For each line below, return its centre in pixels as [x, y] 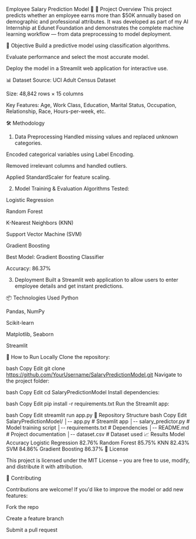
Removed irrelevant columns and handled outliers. [67, 166]
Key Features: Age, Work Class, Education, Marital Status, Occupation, [91, 105]
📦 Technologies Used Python [42, 298]
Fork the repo [23, 507]
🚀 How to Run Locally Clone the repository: [58, 357]
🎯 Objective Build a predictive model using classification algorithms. [88, 45]
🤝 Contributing [24, 478]
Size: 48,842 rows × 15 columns [45, 94]
